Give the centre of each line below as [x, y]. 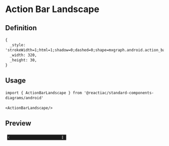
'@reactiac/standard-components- [119, 93]
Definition [21, 28]
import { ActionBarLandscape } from [44, 93]
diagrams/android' [24, 98]
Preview [18, 124]
